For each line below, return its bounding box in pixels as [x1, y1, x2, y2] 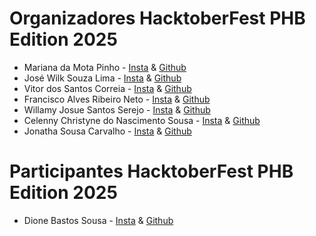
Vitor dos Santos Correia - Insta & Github [23, 82, 192, 94]
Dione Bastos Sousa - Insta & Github [23, 214, 174, 226]
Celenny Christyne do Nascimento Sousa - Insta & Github [23, 114, 261, 126]
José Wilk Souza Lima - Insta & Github [23, 72, 182, 84]
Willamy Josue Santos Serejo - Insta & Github [23, 103, 211, 116]
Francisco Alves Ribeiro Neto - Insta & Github [23, 93, 211, 105]
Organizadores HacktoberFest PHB [9, 7, 306, 30]
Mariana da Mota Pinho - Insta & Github [23, 61, 187, 73]
